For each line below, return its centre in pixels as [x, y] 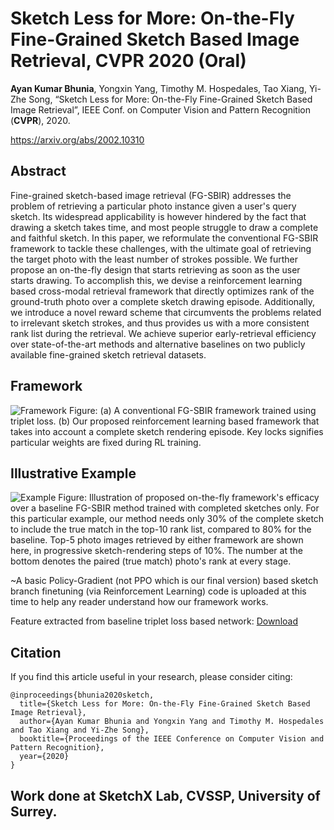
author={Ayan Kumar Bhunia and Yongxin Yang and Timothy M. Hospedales [172, 722]
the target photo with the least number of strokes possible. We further [154, 259]
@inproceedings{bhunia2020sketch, [82, 695]
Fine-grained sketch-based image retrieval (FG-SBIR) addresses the [151, 195]
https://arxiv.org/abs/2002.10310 [77, 139]
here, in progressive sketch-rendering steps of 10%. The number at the [156, 551]
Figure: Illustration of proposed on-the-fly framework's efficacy [189, 498]
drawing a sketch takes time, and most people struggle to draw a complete [164, 227]
